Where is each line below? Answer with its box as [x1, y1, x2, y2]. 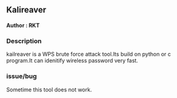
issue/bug [6, 72, 37, 80]
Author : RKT [6, 21, 40, 29]
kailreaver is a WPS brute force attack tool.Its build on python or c [6, 51, 172, 58]
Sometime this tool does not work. [6, 86, 92, 93]
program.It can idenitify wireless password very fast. [6, 57, 139, 64]
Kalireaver [6, 5, 47, 15]
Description [6, 36, 42, 45]
